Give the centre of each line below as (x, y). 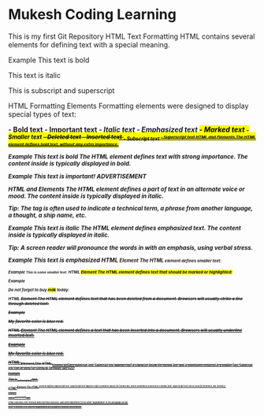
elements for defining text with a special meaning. (89, 44)
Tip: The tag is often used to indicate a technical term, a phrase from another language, (131, 209)
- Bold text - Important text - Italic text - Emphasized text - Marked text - (129, 129)
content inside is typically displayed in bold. (70, 164)
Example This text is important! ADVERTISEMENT (78, 176)
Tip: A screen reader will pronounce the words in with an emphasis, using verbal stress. (131, 248)
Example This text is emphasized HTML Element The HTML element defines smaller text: (115, 261)
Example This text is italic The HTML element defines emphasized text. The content (125, 228)
